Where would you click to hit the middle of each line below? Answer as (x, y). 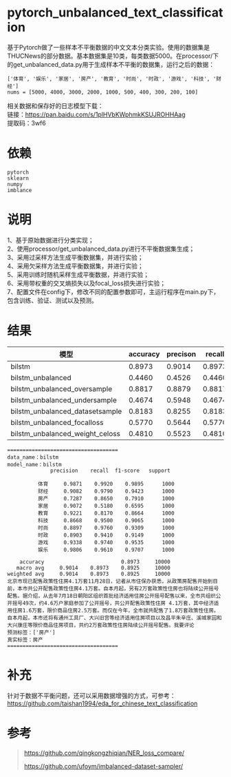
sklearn (18, 178)
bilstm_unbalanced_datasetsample (66, 411)
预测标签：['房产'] (31, 632)
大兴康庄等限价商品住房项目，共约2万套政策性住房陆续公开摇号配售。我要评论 (101, 625)
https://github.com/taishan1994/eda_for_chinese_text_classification (102, 703)
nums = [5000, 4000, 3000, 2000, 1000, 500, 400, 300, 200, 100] (102, 92)
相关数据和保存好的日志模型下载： (55, 105)
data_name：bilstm (33, 457)
